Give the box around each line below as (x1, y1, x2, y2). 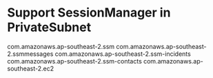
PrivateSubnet (7, 19, 92, 35)
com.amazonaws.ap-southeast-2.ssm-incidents (54, 50, 191, 58)
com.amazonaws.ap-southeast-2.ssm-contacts (7, 57, 143, 65)
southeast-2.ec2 (7, 64, 54, 72)
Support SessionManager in (7, 5, 171, 21)
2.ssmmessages (7, 50, 54, 58)
